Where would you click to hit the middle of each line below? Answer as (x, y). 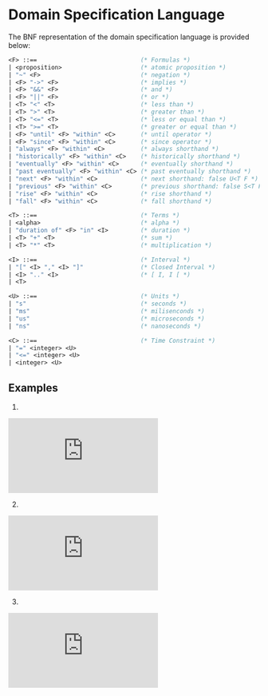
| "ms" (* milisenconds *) (106, 312)
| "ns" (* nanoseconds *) (105, 326)
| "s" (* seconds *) (98, 304)
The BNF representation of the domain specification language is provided (129, 37)
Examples (33, 388)
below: (19, 45)
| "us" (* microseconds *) (106, 318)
